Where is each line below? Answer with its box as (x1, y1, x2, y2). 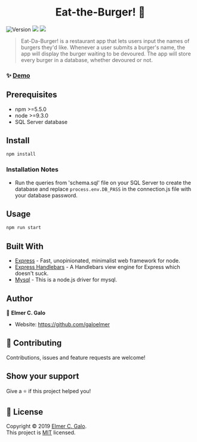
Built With (6, 241, 44, 251)
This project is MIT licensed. (6, 429, 76, 436)
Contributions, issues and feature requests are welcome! (6, 354, 146, 361)
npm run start (6, 225, 42, 231)
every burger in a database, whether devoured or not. (20, 56, 153, 63)
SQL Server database (14, 118, 68, 125)
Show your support (6, 371, 79, 381)
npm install (6, 152, 36, 157)
